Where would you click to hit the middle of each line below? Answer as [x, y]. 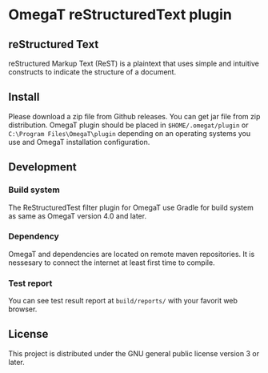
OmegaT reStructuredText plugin [120, 15]
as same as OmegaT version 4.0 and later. [77, 216]
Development [43, 167]
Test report [30, 283]
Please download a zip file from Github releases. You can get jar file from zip [134, 116]
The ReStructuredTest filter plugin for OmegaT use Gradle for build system [131, 207]
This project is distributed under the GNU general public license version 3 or [134, 353]
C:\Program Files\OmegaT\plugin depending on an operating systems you [130, 133]
